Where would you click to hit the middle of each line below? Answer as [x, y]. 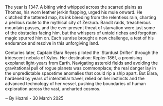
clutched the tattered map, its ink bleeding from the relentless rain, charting [81, 17]
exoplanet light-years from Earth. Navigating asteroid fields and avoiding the [81, 63]
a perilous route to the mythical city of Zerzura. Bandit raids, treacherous [78, 22]
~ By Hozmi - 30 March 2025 [34, 98]
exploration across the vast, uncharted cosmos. [53, 89]
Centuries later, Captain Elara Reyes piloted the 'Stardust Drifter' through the [81, 53]
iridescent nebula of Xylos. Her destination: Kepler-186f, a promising [73, 58]
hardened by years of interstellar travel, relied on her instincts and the [75, 78]
